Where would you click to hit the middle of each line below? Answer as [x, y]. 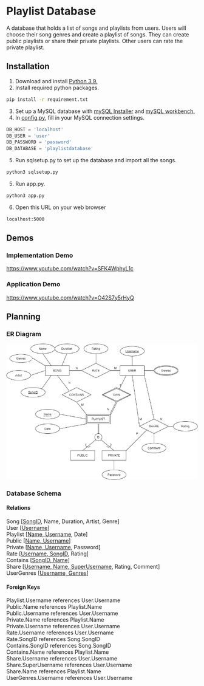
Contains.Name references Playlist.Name [58, 652]
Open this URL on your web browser [60, 207]
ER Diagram [24, 334]
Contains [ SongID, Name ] [38, 560]
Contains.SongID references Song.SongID [59, 646]
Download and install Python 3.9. [56, 81]
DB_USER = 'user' [28, 136]
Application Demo [33, 284]
